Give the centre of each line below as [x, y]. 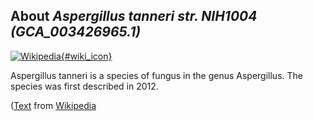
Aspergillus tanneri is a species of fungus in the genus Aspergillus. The [156, 75]
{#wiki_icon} [86, 56]
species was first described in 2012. [84, 86]
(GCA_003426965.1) [76, 32]
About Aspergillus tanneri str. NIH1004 [134, 16]
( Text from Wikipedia [53, 105]
